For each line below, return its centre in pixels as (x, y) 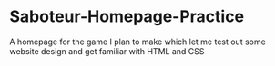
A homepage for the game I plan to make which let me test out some (137, 42)
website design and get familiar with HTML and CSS (107, 51)
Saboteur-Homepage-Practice (127, 17)
